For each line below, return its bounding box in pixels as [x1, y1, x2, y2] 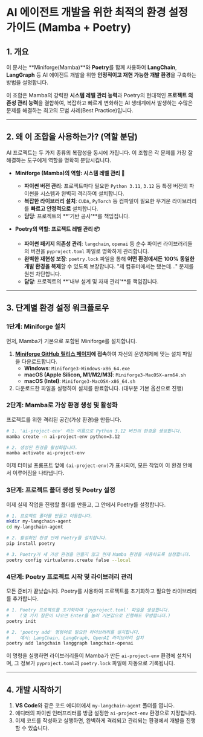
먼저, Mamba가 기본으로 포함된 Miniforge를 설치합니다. [6, 337, 137, 344]
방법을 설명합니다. [6, 79, 49, 86]
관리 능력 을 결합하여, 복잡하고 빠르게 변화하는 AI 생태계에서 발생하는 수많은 [17, 99, 193, 106]
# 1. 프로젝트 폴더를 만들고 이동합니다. [6, 513, 93, 519]
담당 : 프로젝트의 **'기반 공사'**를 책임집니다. [24, 212, 130, 219]
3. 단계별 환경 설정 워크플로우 [6, 303, 109, 313]
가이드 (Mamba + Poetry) [6, 21, 132, 34]
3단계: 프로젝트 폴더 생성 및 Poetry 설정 [6, 486, 115, 494]
